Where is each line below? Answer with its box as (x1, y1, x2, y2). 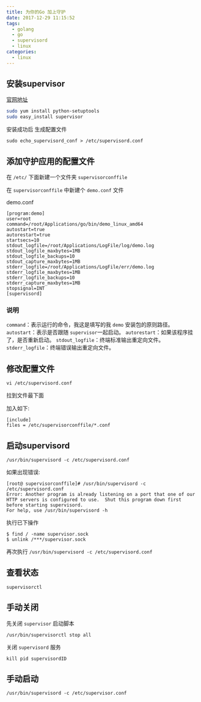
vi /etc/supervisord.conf (6, 380, 72, 386)
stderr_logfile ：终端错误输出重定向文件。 (6, 344, 115, 352)
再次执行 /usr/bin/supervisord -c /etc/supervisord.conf (6, 548, 153, 555)
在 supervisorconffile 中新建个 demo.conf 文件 (6, 187, 124, 193)
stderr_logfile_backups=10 (6, 275, 75, 281)
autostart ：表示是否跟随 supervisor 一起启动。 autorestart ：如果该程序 (6, 328, 188, 336)
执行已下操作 (6, 519, 38, 526)
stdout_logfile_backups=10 (6, 253, 75, 259)
